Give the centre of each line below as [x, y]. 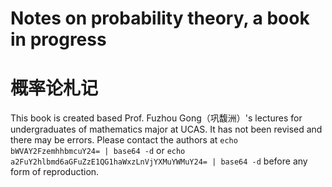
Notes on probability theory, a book [160, 18]
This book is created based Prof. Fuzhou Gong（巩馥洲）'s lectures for [156, 118]
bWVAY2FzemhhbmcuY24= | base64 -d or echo [98, 151]
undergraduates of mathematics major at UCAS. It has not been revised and [166, 129]
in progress [58, 39]
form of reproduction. [55, 172]
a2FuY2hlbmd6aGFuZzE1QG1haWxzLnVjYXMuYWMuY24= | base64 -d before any [159, 161]
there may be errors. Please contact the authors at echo [124, 140]
